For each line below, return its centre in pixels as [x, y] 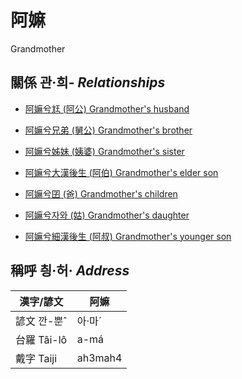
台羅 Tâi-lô [41, 339]
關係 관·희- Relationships [88, 82]
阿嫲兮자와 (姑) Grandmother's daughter [107, 215]
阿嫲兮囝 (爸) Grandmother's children [101, 193]
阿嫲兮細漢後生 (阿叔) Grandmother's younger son [128, 236]
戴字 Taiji [36, 358]
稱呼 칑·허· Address [70, 271]
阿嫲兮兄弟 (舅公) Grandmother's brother [108, 130]
